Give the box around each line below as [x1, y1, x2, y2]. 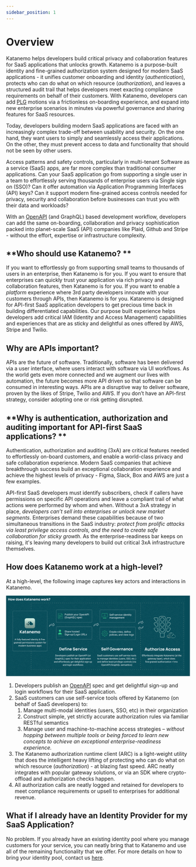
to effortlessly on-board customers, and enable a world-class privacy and [6, 453, 184, 460]
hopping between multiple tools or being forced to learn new [23, 731, 169, 738]
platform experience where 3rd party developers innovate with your [6, 289, 169, 296]
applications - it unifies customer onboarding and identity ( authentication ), [6, 73, 185, 80]
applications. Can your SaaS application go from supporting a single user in [6, 170, 188, 178]
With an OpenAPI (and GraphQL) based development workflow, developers [6, 213, 187, 220]
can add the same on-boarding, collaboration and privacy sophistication [6, 219, 180, 226]
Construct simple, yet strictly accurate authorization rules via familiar [23, 713, 189, 720]
